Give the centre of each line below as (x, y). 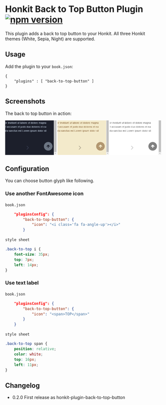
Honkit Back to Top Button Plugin (74, 9)
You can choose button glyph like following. (50, 181)
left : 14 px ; (26, 265)
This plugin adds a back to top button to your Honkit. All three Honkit (75, 33)
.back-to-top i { (23, 249)
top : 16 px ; (25, 359)
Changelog (23, 385)
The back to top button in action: (38, 113)
